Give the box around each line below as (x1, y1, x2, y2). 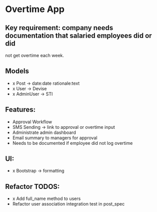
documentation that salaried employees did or (5, 31, 152, 40)
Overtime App (5, 4, 65, 15)
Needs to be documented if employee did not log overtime (12, 140, 133, 146)
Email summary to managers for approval (12, 134, 97, 141)
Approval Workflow (12, 119, 52, 125)
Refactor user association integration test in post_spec (12, 201, 125, 207)
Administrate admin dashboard (12, 129, 76, 135)
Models (5, 67, 29, 76)
